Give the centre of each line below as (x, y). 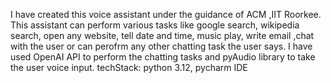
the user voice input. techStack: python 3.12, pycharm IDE (129, 67)
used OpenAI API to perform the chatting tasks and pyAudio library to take (163, 57)
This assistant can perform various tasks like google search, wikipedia (155, 25)
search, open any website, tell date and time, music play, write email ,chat (162, 35)
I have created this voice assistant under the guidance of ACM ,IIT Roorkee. (166, 14)
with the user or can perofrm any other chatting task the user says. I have (161, 46)
